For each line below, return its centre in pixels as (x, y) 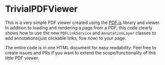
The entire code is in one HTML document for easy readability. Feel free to (81, 47)
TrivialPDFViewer (41, 9)
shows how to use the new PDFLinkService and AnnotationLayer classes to (81, 33)
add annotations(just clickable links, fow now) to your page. (66, 38)
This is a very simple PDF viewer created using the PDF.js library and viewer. (83, 22)
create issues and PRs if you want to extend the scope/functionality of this (81, 53)
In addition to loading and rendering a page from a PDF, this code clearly (79, 27)
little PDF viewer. (22, 58)
